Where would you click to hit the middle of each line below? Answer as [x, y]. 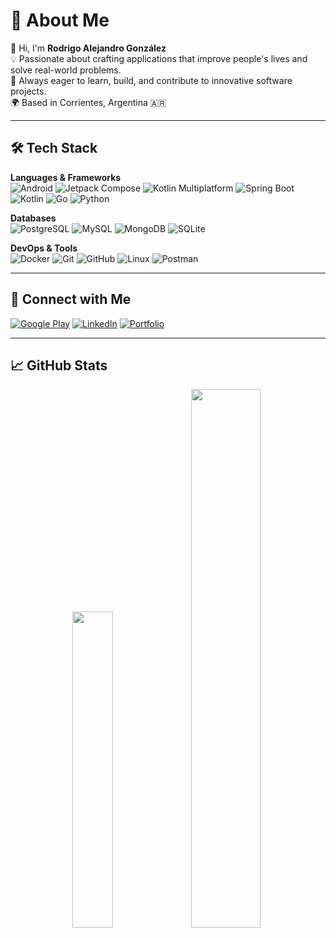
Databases [33, 218]
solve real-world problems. [66, 70]
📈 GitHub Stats [59, 365]
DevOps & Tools [44, 248]
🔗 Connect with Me [71, 299]
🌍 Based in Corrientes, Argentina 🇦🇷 [88, 102]
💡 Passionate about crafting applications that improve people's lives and [159, 58]
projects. [28, 91]
